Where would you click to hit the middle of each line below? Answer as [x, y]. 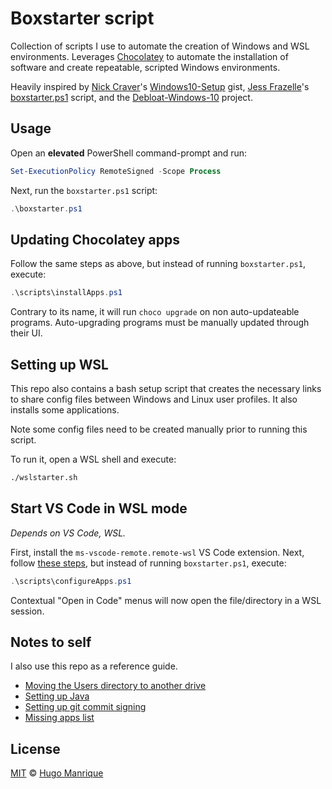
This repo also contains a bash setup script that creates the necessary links [166, 388]
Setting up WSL [59, 364]
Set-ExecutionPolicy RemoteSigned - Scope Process [116, 171]
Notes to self [51, 642]
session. [27, 611]
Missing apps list [59, 718]
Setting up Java [57, 696]
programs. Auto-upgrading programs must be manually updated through [160, 323]
